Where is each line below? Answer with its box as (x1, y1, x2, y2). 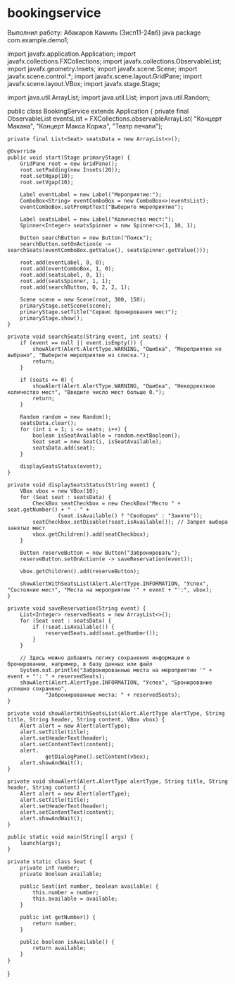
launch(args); (20, 839, 61, 846)
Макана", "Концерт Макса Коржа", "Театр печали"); (7, 121, 163, 130)
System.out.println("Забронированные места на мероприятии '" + (20, 666, 212, 673)
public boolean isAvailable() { (20, 938, 115, 945)
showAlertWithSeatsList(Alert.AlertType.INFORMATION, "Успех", (20, 580, 210, 587)
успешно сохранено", (7, 685, 68, 692)
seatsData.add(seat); (32, 444, 96, 451)
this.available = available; (32, 895, 118, 902)
